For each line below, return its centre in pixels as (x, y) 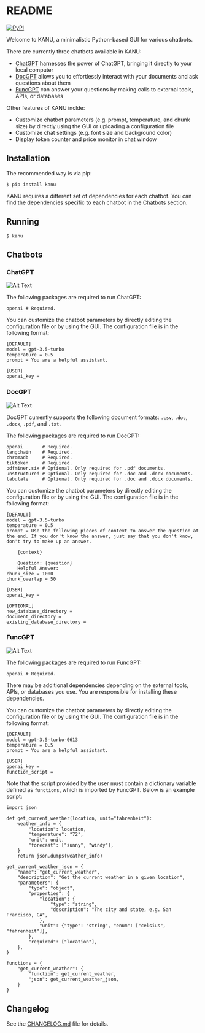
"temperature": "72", (56, 834)
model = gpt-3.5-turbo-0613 (42, 740)
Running (23, 222)
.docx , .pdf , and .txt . (34, 423)
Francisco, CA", (27, 915)
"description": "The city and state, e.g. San (111, 909)
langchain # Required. (39, 452)
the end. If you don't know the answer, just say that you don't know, (100, 536)
